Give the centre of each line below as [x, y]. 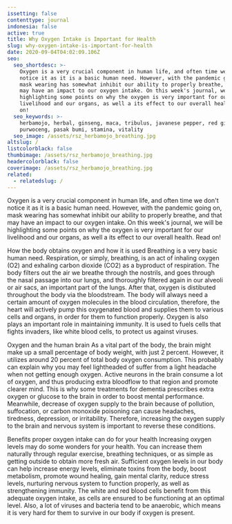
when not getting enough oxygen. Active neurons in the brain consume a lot [115, 374]
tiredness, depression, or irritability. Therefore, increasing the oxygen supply [116, 419]
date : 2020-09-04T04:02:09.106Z [54, 53]
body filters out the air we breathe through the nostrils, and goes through [111, 273]
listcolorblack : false [40, 149]
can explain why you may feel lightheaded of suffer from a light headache [112, 367]
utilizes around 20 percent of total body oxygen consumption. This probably [115, 360]
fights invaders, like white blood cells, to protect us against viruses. [103, 332]
